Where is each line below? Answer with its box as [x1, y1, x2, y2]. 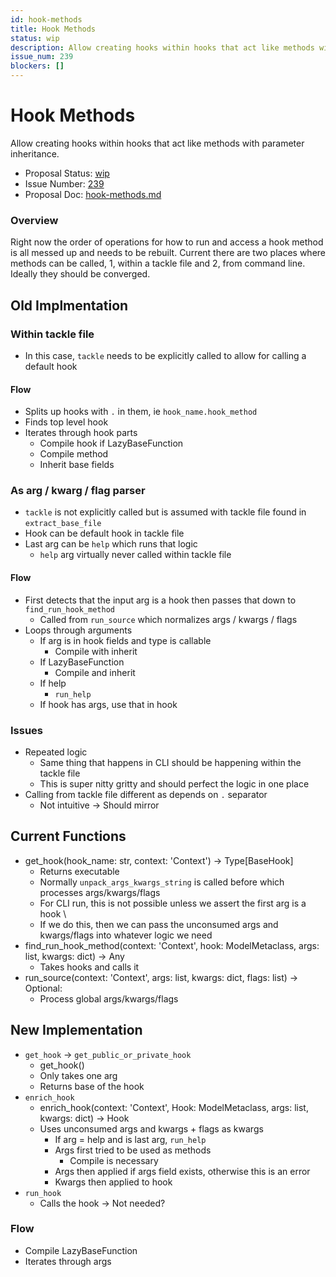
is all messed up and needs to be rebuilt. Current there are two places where [10, 247, 327, 259]
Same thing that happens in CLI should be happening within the [39, 756, 302, 768]
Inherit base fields [39, 459, 115, 471]
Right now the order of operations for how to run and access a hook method [10, 236, 324, 248]
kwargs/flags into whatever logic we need [39, 929, 213, 941]
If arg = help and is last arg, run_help [54, 1133, 207, 1145]
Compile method [39, 448, 109, 460]
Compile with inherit [54, 645, 138, 657]
